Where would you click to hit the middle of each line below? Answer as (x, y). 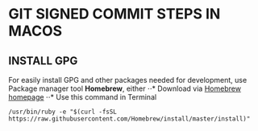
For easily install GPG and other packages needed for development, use (128, 80)
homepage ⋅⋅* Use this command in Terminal (83, 97)
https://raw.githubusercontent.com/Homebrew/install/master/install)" (129, 119)
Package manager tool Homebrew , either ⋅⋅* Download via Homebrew (125, 88)
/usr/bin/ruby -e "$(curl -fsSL (62, 112)
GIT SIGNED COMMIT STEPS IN (114, 14)
